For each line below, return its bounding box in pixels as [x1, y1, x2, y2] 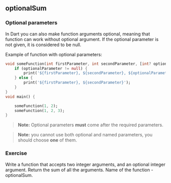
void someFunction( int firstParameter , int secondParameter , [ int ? [5, 61, 152, 66]
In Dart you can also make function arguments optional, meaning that [5, 30, 150, 37]
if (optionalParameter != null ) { [14, 66, 88, 71]
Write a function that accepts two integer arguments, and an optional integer [5, 161, 165, 167]
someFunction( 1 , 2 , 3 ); [14, 108, 65, 113]
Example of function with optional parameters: [5, 51, 102, 57]
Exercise [5, 150, 27, 157]
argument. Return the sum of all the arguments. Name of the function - [5, 167, 154, 173]
